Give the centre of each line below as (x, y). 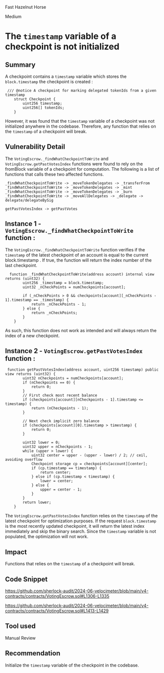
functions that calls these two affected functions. (55, 174)
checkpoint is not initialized (62, 47)
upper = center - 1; (61, 490)
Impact (16, 552)
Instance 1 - (23, 224)
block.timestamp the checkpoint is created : (49, 82)
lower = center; (57, 481)
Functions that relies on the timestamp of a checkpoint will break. (70, 564)
